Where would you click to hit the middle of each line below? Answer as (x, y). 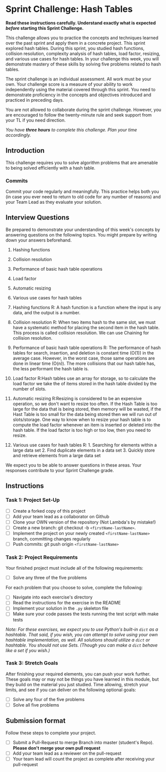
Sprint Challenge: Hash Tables (69, 9)
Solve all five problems (36, 705)
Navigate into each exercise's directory (53, 597)
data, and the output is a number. (46, 312)
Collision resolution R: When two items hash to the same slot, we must (84, 322)
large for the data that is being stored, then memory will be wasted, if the (87, 409)
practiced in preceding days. (35, 100)
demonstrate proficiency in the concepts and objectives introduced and (79, 95)
